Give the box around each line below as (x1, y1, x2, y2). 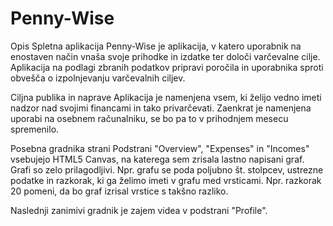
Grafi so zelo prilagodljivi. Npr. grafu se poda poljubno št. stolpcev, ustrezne (10, 163, 324, 176)
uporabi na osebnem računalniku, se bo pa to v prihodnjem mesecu (10, 112, 289, 124)
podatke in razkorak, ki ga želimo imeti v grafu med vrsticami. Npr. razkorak (10, 174, 322, 186)
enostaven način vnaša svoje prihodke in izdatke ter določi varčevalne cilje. (10, 50, 321, 62)
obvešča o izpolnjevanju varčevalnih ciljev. (10, 72, 186, 84)
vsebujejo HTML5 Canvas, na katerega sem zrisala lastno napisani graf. (10, 153, 305, 165)
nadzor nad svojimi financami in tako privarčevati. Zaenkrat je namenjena (10, 102, 312, 114)
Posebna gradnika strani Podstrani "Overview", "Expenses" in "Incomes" (10, 142, 310, 154)
